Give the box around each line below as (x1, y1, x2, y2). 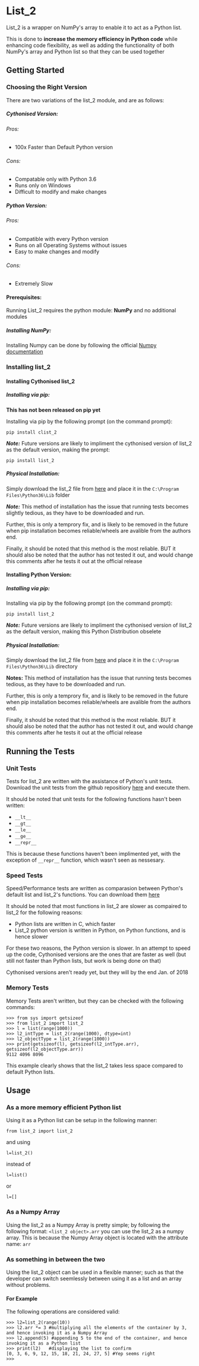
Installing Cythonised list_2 (6, 378, 75, 385)
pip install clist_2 (6, 429, 58, 435)
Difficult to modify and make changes (14, 189, 107, 196)
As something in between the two (6, 1255, 105, 1263)
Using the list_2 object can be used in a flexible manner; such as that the (6, 1268, 184, 1276)
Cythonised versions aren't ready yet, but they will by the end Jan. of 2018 (6, 969, 188, 976)
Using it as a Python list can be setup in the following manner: (6, 1117, 157, 1124)
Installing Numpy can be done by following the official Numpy (6, 342, 157, 349)
